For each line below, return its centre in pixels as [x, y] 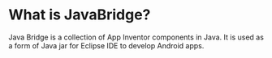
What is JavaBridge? [80, 15]
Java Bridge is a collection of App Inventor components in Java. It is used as [136, 37]
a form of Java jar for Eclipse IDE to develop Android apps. [106, 45]
